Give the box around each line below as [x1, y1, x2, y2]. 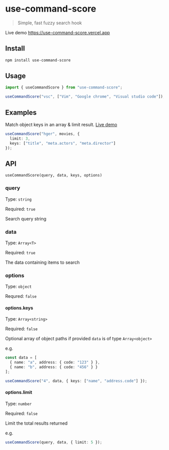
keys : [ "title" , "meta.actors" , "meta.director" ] [10, 141, 116, 146]
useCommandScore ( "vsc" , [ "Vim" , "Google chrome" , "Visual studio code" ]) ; [5, 94, 165, 99]
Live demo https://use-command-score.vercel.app [5, 29, 110, 35]
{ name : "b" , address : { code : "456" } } [10, 365, 98, 370]
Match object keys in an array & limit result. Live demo [5, 122, 117, 127]
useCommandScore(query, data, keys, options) [5, 173, 102, 178]
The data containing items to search [5, 259, 80, 265]
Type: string [5, 196, 32, 202]
